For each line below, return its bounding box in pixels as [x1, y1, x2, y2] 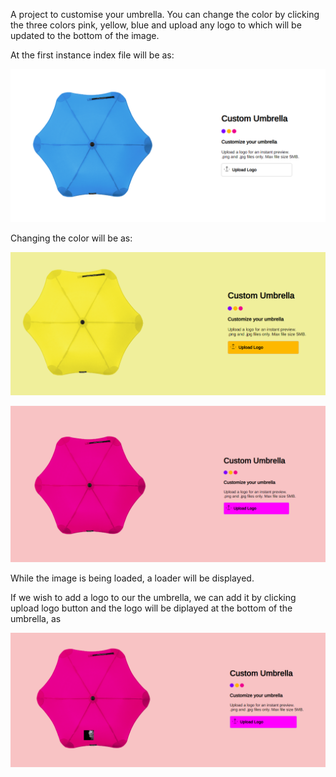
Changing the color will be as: [10, 232, 133, 244]
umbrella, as [10, 612, 62, 624]
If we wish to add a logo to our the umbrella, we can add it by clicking [10, 591, 297, 603]
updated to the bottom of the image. [10, 30, 160, 41]
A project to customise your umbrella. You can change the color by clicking [10, 9, 320, 20]
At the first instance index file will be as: [10, 49, 175, 61]
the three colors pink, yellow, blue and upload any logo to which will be [10, 19, 302, 31]
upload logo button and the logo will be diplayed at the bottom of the [10, 602, 293, 614]
